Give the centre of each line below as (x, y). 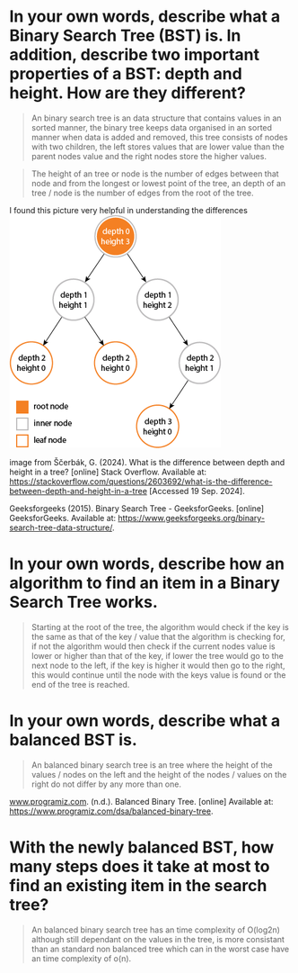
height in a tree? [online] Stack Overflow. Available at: (108, 472)
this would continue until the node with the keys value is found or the (158, 675)
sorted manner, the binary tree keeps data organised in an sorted (151, 127)
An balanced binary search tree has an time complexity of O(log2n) (156, 930)
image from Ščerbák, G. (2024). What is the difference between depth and (147, 462)
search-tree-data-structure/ (61, 527)
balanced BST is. (73, 740)
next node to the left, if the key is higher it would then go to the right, (158, 665)
